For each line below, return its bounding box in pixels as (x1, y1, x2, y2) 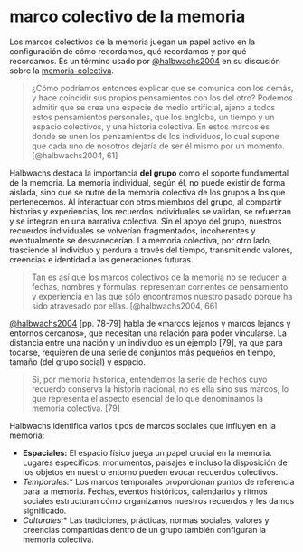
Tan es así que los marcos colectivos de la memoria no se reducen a (31, 271, 288, 282)
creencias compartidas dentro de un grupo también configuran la (22, 524, 267, 535)
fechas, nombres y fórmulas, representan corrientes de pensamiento (31, 281, 289, 291)
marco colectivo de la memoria (9, 6, 246, 27)
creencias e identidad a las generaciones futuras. (9, 253, 194, 264)
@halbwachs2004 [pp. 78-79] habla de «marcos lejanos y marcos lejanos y (9, 318, 291, 328)
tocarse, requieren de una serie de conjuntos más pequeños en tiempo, (9, 347, 276, 357)
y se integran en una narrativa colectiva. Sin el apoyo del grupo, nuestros (9, 215, 282, 226)
